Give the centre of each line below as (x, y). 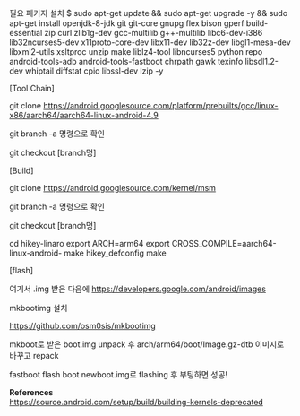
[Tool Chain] (32, 88)
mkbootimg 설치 (39, 308)
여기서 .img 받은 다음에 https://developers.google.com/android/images (138, 289)
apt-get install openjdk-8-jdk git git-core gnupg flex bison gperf (127, 23)
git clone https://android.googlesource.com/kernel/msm (113, 188)
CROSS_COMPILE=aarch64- (224, 243)
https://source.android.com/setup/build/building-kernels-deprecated (137, 402)
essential (26, 33)
